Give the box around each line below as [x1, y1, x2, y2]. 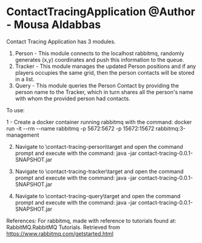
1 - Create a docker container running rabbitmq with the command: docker [6, 118, 192, 126]
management [6, 131, 39, 139]
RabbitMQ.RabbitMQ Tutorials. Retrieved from [6, 224, 120, 231]
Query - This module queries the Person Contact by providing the [15, 81, 179, 89]
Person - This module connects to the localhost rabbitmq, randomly [15, 49, 184, 56]
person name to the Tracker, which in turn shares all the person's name [15, 88, 194, 95]
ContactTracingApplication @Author [6, 5, 195, 19]
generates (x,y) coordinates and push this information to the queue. [15, 56, 184, 63]
